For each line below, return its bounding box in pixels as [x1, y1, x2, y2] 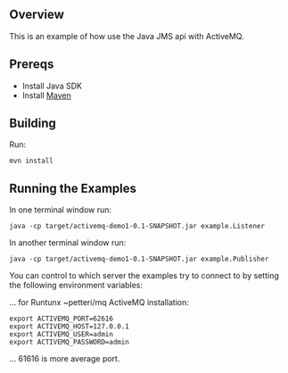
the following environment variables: [9, 280, 143, 291]
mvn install [9, 156, 53, 166]
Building [9, 116, 56, 131]
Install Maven [21, 89, 71, 101]
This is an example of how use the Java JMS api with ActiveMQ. [9, 30, 244, 41]
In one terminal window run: [9, 204, 112, 215]
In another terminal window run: [9, 237, 127, 248]
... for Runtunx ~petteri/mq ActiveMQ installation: [9, 297, 190, 308]
